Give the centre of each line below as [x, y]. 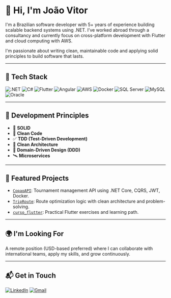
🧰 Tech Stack [26, 77]
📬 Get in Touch [31, 275]
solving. [21, 207]
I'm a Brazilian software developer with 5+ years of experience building [80, 24]
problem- [155, 202]
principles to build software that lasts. [45, 56]
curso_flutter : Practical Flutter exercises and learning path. [76, 212]
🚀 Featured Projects [37, 178]
